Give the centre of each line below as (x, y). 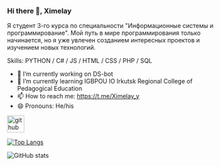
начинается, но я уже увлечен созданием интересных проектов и (104, 40)
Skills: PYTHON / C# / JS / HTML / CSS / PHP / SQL (80, 61)
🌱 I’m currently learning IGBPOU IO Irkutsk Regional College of (105, 81)
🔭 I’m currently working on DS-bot (65, 74)
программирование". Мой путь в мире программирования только (104, 33)
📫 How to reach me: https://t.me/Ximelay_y (78, 96)
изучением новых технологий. (51, 48)
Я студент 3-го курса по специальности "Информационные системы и (110, 26)
